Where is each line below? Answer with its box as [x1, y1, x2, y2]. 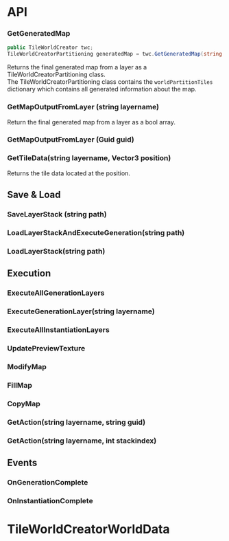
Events [7, 456, 38, 468]
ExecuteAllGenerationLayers [7, 288, 105, 298]
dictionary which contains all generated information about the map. [7, 85, 197, 93]
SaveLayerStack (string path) [7, 210, 108, 219]
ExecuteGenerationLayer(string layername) [7, 307, 156, 316]
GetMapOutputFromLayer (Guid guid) [7, 135, 135, 144]
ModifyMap [7, 362, 47, 371]
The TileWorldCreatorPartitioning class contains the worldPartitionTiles [7, 78, 213, 86]
